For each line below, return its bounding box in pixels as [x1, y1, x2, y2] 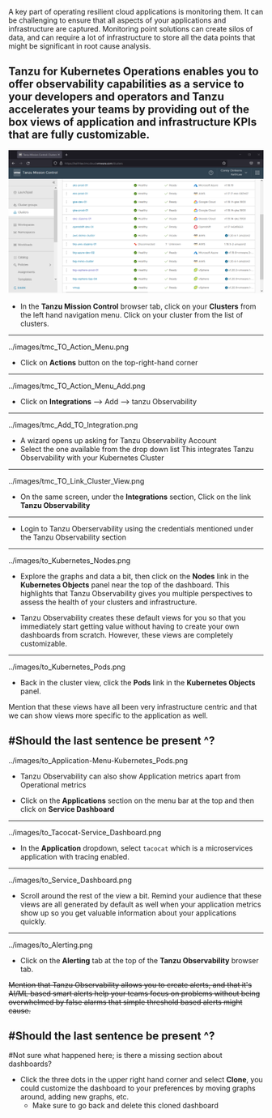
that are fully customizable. [8, 128, 151, 142]
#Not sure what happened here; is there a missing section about [8, 1051, 223, 1060]
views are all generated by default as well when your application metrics [19, 899, 261, 909]
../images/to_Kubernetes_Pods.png [8, 662, 125, 672]
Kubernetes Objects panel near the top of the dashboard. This [19, 579, 230, 590]
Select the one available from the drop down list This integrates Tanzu [19, 444, 254, 454]
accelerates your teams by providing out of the [8, 103, 249, 117]
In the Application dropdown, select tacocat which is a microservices [19, 843, 253, 853]
